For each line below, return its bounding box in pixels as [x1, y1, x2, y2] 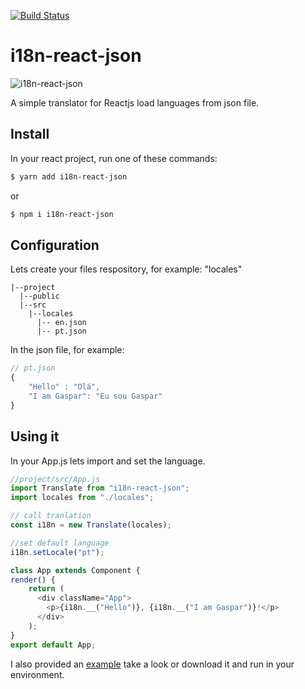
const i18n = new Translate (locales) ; [10, 520, 172, 530]
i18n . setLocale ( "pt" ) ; [10, 547, 105, 557]
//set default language [10, 538, 110, 548]
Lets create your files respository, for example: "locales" [10, 263, 243, 275]
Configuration [10, 236, 100, 254]
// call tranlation [10, 511, 92, 521]
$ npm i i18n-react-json [10, 209, 114, 219]
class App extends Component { [10, 565, 141, 575]
